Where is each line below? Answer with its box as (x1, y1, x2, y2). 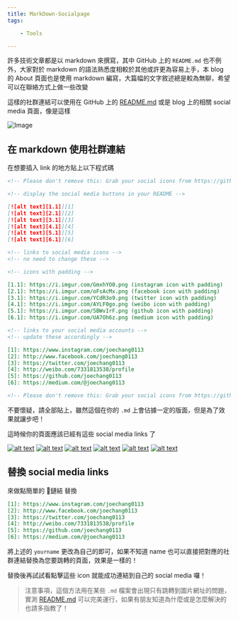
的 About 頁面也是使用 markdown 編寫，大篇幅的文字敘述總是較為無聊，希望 (7, 74, 230, 82)
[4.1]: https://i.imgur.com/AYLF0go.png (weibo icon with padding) (7, 301, 211, 308)
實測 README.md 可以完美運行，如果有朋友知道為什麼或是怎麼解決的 (24, 595, 227, 603)
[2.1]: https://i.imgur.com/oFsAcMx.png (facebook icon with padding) (7, 288, 220, 295)
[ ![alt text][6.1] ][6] (7, 236, 74, 243)
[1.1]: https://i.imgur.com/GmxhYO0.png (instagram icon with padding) (7, 281, 223, 288)
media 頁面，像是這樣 (7, 107, 71, 116)
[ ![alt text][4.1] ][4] (7, 223, 74, 230)
